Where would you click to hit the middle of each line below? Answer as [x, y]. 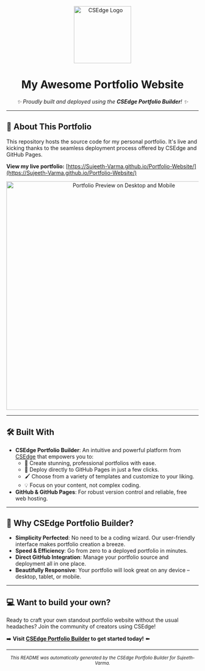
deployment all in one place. [51, 564]
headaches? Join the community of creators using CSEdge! [81, 627]
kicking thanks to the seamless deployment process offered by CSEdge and [102, 148]
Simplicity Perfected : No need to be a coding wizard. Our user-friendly [105, 538]
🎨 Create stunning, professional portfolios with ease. [90, 463]
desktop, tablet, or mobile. [48, 577]
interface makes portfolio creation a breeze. [70, 544]
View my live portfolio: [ [37, 166]
